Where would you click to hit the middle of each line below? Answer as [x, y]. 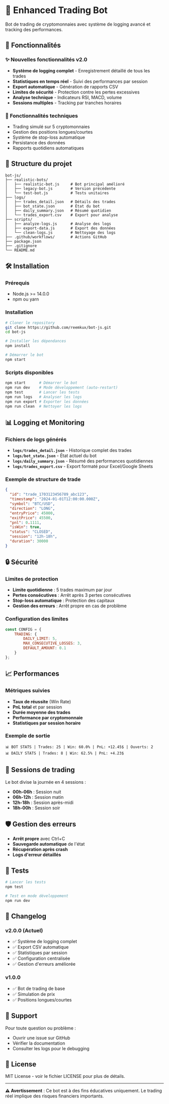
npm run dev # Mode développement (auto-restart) [62, 388]
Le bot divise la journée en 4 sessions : [46, 782]
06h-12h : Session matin [38, 797]
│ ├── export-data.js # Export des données [60, 228]
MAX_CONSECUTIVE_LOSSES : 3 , [53, 643]
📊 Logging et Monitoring [45, 423]
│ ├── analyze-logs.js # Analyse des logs [58, 224]
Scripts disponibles [29, 373]
